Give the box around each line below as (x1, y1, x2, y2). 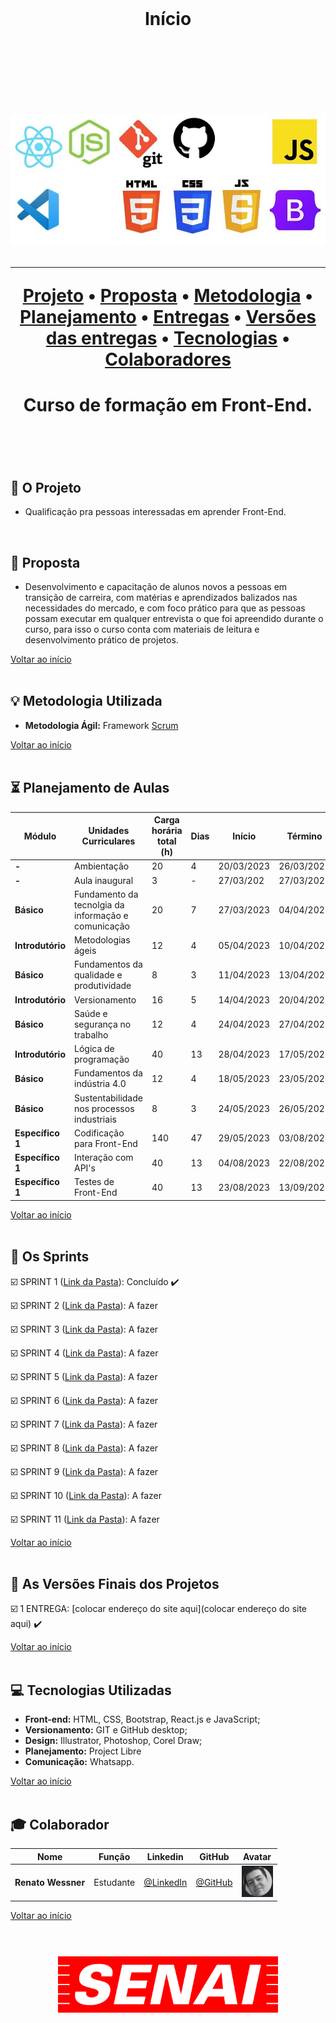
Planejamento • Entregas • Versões (19, 305, 317, 328)
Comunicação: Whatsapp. (24, 1756, 135, 1768)
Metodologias (73, 934, 131, 946)
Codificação (73, 1127, 125, 1139)
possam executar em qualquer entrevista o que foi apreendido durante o (24, 612, 324, 624)
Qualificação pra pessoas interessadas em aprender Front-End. (24, 506, 287, 518)
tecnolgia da (73, 898, 125, 911)
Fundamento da (73, 888, 139, 900)
